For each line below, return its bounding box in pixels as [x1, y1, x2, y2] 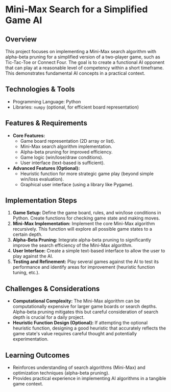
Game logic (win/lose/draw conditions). [20, 154, 104, 160]
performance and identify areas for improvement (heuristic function [12, 264, 155, 270]
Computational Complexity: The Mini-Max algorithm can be [12, 298, 140, 304]
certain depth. [12, 231, 42, 237]
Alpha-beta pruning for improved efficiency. [20, 148, 113, 155]
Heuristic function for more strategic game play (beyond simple [20, 170, 154, 177]
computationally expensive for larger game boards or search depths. [12, 303, 157, 310]
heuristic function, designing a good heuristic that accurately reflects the [12, 325, 166, 331]
